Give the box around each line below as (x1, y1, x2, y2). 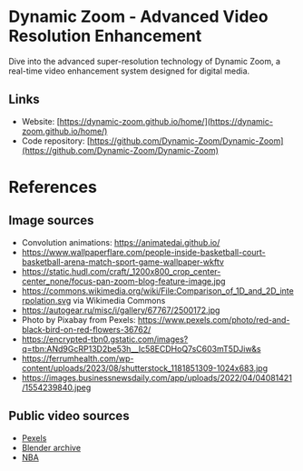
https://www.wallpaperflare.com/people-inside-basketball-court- (21, 246, 267, 257)
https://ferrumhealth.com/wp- (21, 353, 134, 364)
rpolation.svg (21, 295, 72, 306)
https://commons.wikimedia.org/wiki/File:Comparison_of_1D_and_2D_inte (21, 285, 294, 296)
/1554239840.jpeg (21, 382, 92, 393)
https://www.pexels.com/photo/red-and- (138, 314, 290, 325)
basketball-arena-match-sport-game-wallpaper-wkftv (21, 256, 224, 267)
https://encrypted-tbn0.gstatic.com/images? (21, 334, 189, 345)
